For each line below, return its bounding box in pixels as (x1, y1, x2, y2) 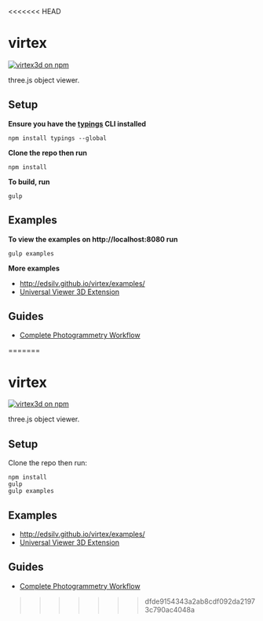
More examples (8, 263, 60, 273)
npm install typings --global (8, 134, 108, 142)
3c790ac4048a (144, 604, 195, 614)
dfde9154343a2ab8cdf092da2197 (144, 597, 256, 606)
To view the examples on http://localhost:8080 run (8, 234, 178, 244)
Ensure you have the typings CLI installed (8, 119, 147, 128)
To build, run (8, 177, 50, 186)
